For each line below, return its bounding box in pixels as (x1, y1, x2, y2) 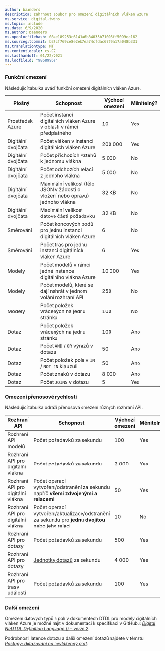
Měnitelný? (131, 99, 158, 106)
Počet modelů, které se (40, 281, 94, 288)
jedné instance (40, 267, 75, 274)
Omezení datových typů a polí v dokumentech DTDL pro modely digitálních (5, 616, 157, 621)
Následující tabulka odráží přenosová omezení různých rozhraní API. (5, 404, 143, 410)
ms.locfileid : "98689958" (5, 58, 58, 62)
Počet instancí (40, 111, 73, 118)
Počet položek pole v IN (40, 356, 95, 363)
